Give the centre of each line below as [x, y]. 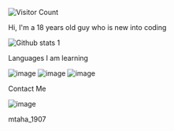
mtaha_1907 [27, 119]
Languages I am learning [48, 58]
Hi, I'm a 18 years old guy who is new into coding [87, 27]
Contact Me [27, 88]
